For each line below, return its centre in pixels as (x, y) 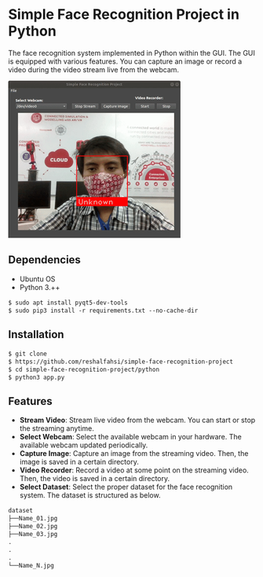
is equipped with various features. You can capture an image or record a (125, 61)
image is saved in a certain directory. (79, 462)
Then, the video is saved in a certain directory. (95, 479)
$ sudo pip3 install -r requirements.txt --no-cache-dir (103, 311)
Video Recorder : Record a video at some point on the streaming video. (134, 470)
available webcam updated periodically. (84, 445)
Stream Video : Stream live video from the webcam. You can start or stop (137, 420)
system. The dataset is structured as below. (90, 495)
